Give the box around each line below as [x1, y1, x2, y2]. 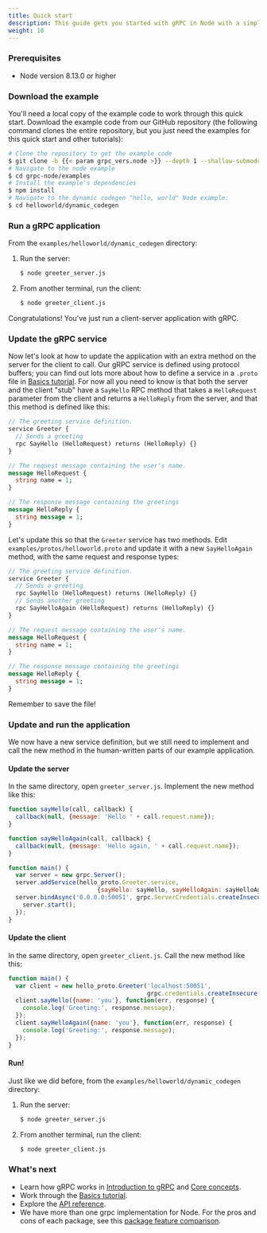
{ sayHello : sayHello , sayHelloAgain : [96, 886, 222, 894]
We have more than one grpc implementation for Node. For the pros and [19, 1208, 257, 1217]
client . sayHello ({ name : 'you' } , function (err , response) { [15, 996, 215, 1004]
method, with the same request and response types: [8, 551, 180, 562]
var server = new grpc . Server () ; [15, 871, 126, 879]
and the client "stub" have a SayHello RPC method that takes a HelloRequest [8, 386, 257, 395]
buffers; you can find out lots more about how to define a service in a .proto [8, 368, 258, 378]
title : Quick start [8, 11, 73, 20]
